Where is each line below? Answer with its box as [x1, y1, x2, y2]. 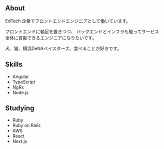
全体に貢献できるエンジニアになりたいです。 [5, 34, 96, 40]
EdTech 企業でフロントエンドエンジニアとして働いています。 [5, 17, 131, 24]
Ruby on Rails [12, 122, 41, 128]
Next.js [12, 138, 27, 144]
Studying [5, 104, 34, 112]
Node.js [12, 89, 29, 95]
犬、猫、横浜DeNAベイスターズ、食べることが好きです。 [5, 45, 121, 51]
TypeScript [12, 78, 35, 84]
